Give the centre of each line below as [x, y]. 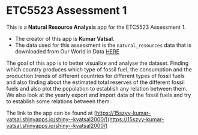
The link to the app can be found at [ [51, 113]
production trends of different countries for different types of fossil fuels [95, 76]
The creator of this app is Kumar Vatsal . [65, 38]
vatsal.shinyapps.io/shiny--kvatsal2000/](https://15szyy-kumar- [85, 119]
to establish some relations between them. [58, 101]
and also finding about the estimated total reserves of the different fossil [95, 82]
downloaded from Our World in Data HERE [67, 51]
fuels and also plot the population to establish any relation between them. [97, 88]
